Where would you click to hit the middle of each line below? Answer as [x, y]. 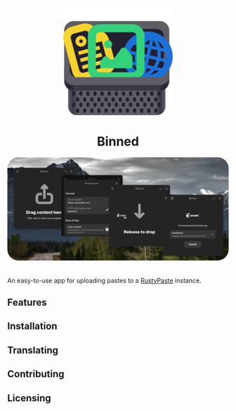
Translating [33, 350]
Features [27, 302]
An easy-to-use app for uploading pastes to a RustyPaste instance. [104, 280]
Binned [118, 142]
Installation [32, 326]
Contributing [36, 374]
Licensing [29, 398]
